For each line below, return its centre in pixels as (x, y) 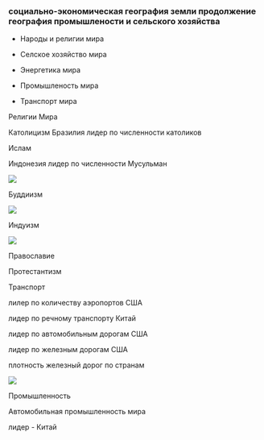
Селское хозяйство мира (63, 55)
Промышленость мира (59, 85)
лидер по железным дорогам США (68, 350)
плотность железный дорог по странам (76, 365)
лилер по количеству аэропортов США (76, 303)
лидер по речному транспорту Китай (72, 318)
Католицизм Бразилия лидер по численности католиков (105, 133)
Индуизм (24, 225)
